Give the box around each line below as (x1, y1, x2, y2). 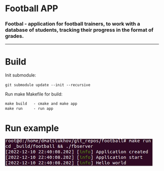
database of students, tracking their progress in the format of (5, 26, 154, 33)
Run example (5, 122, 59, 134)
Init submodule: (5, 72, 37, 78)
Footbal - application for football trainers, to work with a (5, 21, 141, 27)
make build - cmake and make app (5, 101, 78, 106)
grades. (5, 33, 24, 40)
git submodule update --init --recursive (5, 83, 91, 88)
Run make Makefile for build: (5, 91, 62, 97)
